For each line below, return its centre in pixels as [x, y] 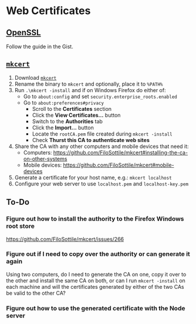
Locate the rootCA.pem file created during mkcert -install [102, 134]
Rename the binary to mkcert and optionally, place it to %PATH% [89, 84]
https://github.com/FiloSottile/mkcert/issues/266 [65, 239]
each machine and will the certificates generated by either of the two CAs [95, 286]
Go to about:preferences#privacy [64, 102]
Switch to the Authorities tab [67, 121]
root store [21, 226]
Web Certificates [48, 11]
